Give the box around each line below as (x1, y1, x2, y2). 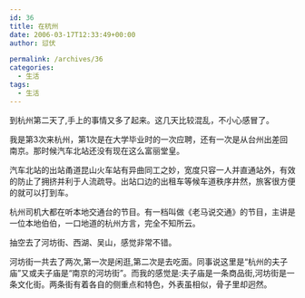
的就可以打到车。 (9, 187, 74, 197)
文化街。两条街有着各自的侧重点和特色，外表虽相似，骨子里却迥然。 (16, 278, 272, 290)
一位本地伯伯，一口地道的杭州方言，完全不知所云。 (9, 217, 201, 228)
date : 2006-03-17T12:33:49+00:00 (9, 30, 136, 39)
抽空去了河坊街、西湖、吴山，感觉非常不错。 (9, 236, 177, 247)
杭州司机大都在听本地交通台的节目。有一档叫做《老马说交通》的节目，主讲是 (9, 206, 296, 217)
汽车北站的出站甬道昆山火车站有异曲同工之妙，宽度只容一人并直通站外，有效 (9, 164, 296, 175)
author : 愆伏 (9, 38, 56, 48)
